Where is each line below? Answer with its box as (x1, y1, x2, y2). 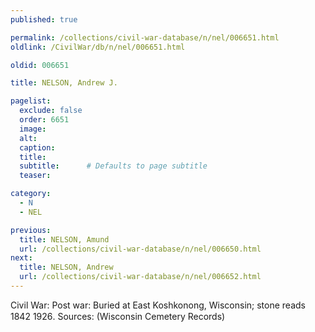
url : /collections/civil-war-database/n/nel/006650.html (19, 244, 262, 254)
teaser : (19, 171, 52, 181)
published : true (10, 14, 78, 25)
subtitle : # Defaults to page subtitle (19, 161, 208, 171)
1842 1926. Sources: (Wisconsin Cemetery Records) (10, 310, 226, 322)
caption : (19, 142, 56, 153)
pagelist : (10, 96, 52, 106)
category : (10, 189, 52, 199)
